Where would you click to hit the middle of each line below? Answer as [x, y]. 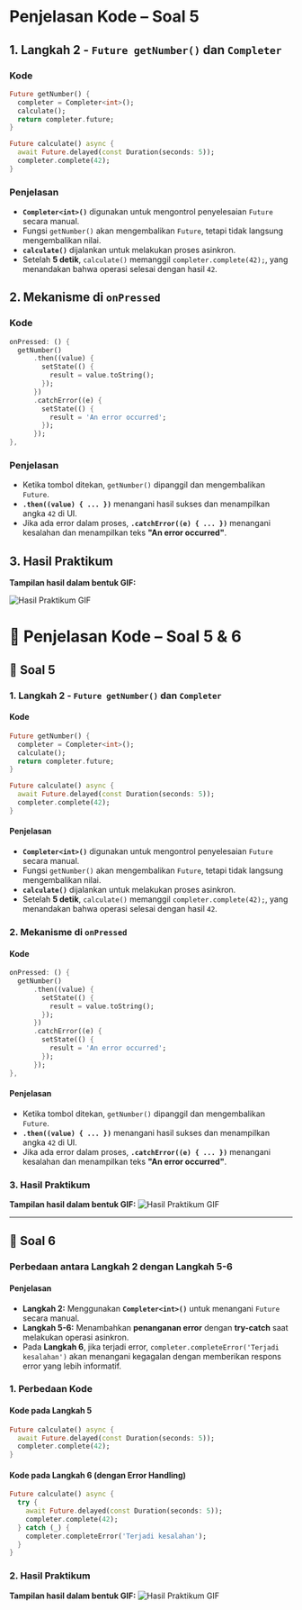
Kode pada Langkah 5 [51, 1411]
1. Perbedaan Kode [51, 1389]
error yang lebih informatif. [72, 1366]
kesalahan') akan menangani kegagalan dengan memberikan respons [151, 1356]
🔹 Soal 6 [33, 1241]
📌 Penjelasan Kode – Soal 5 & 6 [125, 637]
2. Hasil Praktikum [50, 1576]
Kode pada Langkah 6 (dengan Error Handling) [98, 1475]
